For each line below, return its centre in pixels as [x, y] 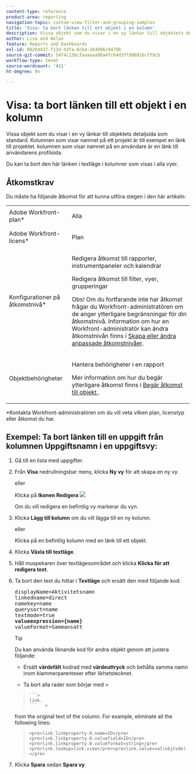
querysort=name [36, 609]
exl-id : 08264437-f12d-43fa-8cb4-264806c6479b [64, 50]
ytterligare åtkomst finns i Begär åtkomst [127, 385]
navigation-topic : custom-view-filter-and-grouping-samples [81, 22]
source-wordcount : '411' [36, 66]
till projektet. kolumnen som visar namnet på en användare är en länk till [92, 146]
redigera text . [31, 569]
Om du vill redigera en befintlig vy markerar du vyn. [76, 506]
